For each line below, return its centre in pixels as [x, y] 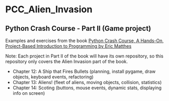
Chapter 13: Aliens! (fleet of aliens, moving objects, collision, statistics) [87, 82]
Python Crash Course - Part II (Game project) [78, 28]
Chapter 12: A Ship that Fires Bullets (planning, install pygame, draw [84, 71]
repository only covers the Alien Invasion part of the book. [67, 62]
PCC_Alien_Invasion [49, 9]
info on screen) [29, 93]
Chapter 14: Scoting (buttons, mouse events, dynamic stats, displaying [87, 88]
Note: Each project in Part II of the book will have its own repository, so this [84, 56]
